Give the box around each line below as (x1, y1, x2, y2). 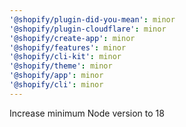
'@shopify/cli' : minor (9, 80, 104, 90)
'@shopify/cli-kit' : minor (9, 52, 122, 62)
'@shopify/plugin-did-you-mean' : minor (9, 14, 176, 25)
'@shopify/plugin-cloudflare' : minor (9, 24, 167, 34)
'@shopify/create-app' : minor (9, 33, 136, 43)
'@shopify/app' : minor (9, 71, 104, 81)
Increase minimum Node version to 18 (9, 107, 165, 119)
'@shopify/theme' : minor (9, 61, 113, 71)
